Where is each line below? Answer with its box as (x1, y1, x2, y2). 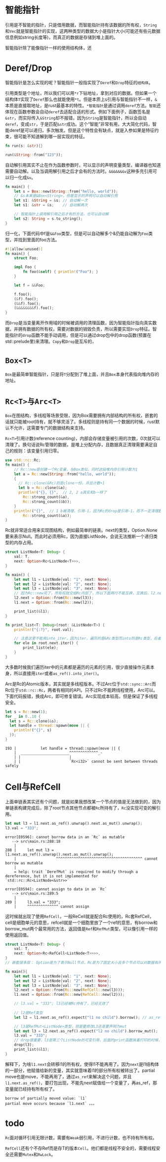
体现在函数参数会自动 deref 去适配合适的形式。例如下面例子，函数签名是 (5, 109, 151, 115)
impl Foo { (14, 265, 37, 270)
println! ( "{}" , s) (14, 728, 52, 733)
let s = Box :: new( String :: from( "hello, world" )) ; (14, 189, 119, 194)
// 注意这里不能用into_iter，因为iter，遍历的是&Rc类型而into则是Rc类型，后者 (14, 636, 162, 641)
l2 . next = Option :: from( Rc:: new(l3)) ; (14, 596, 94, 601)
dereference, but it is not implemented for (5, 873, 98, 878)
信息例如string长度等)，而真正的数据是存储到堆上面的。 (5, 34, 118, 40)
